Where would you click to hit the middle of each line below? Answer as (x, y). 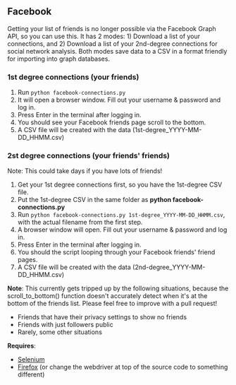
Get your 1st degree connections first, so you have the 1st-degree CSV (120, 185)
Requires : (22, 346)
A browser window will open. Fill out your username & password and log (122, 230)
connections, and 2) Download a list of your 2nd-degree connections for (112, 43)
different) (31, 374)
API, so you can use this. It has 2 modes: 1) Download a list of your (104, 36)
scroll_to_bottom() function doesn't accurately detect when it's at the (107, 296)
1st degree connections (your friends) (73, 77)
